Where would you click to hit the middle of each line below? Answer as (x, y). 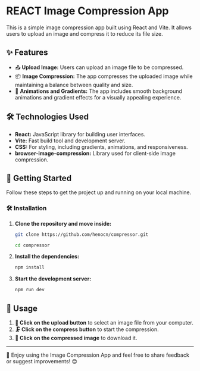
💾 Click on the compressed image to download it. (76, 338)
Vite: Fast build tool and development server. (70, 141)
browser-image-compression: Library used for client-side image (95, 153)
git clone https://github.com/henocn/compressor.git (82, 234)
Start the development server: (53, 279)
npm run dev (29, 290)
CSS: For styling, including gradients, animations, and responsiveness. (101, 146)
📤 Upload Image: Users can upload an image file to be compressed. (99, 67)
